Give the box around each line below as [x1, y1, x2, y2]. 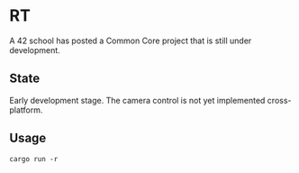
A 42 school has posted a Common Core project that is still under [9, 35, 252, 46]
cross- [267, 95, 292, 105]
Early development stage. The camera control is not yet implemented [9, 95, 266, 105]
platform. [9, 105, 43, 115]
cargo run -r [9, 154, 59, 163]
